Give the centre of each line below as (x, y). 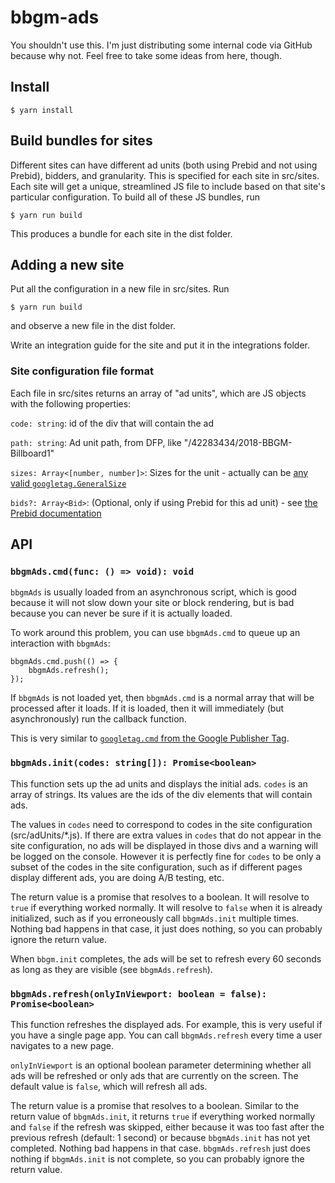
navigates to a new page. (62, 1045)
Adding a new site (67, 264)
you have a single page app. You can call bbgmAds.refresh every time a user (166, 1035)
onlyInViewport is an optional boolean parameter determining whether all (161, 1065)
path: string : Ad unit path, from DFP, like (96, 442)
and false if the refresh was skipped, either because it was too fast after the (167, 1127)
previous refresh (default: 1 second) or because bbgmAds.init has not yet (160, 1137)
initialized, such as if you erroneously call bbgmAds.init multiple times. (155, 918)
